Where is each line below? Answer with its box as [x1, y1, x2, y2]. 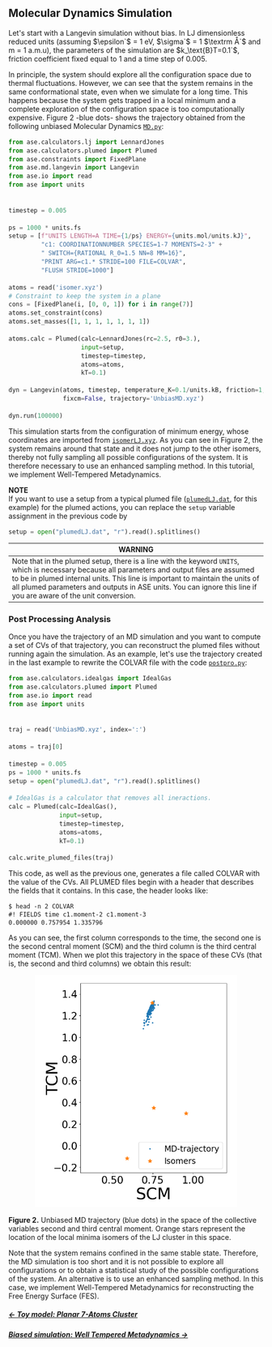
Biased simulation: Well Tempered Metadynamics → [8, 1330, 189, 1340]
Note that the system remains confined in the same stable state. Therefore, [8, 1248, 259, 1258]
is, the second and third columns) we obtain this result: [8, 959, 192, 968]
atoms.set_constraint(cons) [8, 309, 104, 317]
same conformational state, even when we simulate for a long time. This [8, 87, 249, 97]
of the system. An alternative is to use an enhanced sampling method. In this [8, 1273, 264, 1284]
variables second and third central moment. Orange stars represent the [8, 1224, 245, 1233]
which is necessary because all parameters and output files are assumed [11, 565, 255, 575]
